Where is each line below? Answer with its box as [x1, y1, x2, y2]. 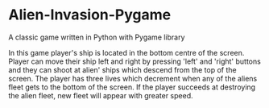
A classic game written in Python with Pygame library [8, 32, 185, 42]
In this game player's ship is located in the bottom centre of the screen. [8, 48, 245, 57]
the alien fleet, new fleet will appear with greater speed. [8, 90, 193, 100]
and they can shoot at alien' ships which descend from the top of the [8, 64, 237, 74]
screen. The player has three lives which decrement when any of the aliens [8, 73, 258, 83]
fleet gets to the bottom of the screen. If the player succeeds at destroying [8, 82, 256, 92]
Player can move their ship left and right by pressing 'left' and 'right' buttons [8, 56, 262, 66]
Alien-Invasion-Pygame [8, 6, 172, 24]
